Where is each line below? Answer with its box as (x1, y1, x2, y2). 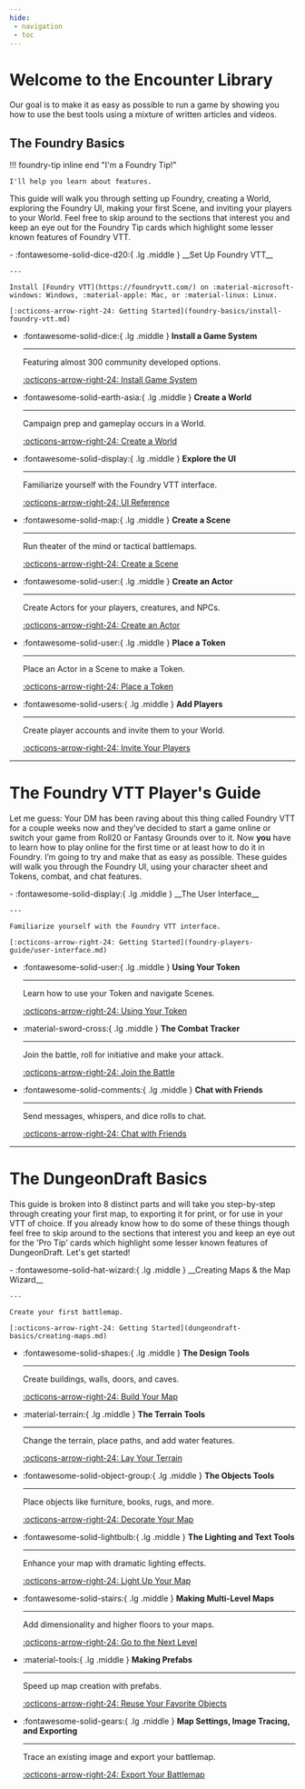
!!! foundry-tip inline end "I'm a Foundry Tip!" (9, 160, 177, 171)
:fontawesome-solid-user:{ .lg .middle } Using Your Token (22, 962, 241, 973)
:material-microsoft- (212, 283, 295, 292)
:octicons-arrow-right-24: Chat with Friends (22, 1128, 187, 1139)
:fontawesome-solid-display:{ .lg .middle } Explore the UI (22, 454, 236, 465)
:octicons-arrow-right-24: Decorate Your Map (22, 1514, 194, 1524)
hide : (9, 13, 30, 23)
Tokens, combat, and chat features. (9, 871, 143, 882)
